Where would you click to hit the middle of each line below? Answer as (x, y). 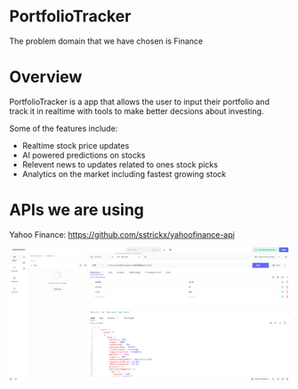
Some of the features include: (64, 128)
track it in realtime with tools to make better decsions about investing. (137, 111)
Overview (46, 77)
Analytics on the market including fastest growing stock (124, 174)
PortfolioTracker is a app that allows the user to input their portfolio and (139, 101)
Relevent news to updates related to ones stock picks (120, 164)
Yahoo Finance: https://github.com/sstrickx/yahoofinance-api (122, 234)
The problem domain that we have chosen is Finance (106, 41)
